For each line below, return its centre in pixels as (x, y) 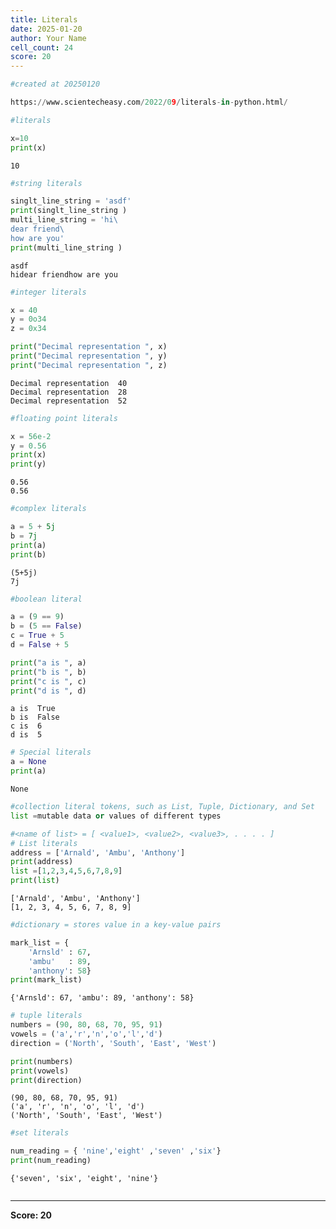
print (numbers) (42, 1061)
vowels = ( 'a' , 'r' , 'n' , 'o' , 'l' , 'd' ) (86, 1034)
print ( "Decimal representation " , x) (89, 347)
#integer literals (48, 292)
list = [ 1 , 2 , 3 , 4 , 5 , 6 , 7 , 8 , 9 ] (66, 871)
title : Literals (44, 19)
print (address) (42, 862)
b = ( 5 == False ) (46, 626)
